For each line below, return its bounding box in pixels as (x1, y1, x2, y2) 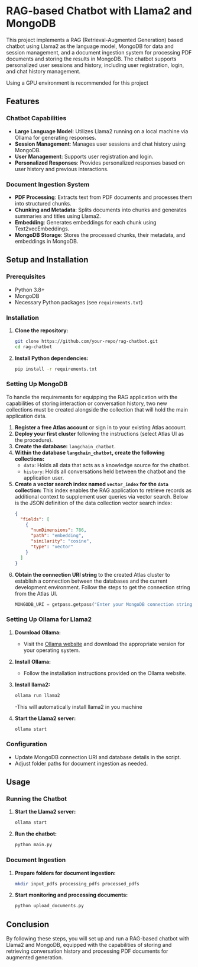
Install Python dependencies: (14, 354, 89, 362)
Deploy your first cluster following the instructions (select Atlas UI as (14, 430, 184, 437)
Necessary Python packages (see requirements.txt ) (14, 298, 143, 306)
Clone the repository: (14, 327, 69, 334)
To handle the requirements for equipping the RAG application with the (6, 393, 178, 400)
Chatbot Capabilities (6, 114, 67, 123)
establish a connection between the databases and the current (14, 577, 168, 584)
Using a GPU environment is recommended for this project (6, 79, 149, 86)
